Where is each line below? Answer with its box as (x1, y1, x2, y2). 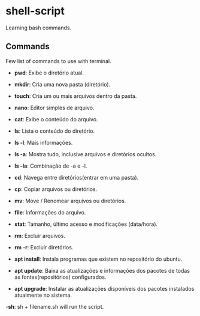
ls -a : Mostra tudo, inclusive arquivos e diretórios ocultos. (14, 150, 157, 157)
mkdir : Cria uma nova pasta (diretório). (14, 81, 111, 88)
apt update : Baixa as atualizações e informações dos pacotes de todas (14, 267, 190, 274)
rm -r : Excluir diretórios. (14, 243, 74, 251)
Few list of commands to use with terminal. (5, 57, 111, 64)
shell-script (5, 4, 65, 18)
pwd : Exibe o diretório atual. (14, 69, 84, 76)
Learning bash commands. (5, 24, 72, 31)
